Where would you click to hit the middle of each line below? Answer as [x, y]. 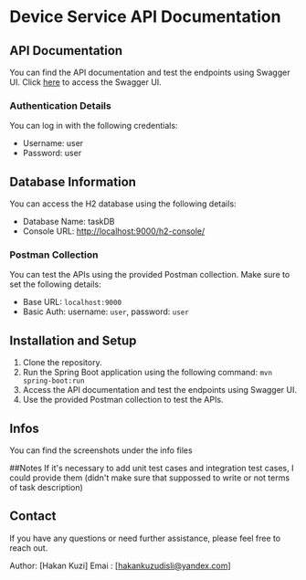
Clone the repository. [62, 363]
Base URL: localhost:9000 [72, 302]
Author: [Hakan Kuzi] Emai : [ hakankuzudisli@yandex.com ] [120, 565]
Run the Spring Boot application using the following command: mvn [147, 373]
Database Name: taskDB [69, 222]
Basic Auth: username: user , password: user [106, 311]
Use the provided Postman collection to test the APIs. [123, 400]
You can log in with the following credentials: [94, 126]
